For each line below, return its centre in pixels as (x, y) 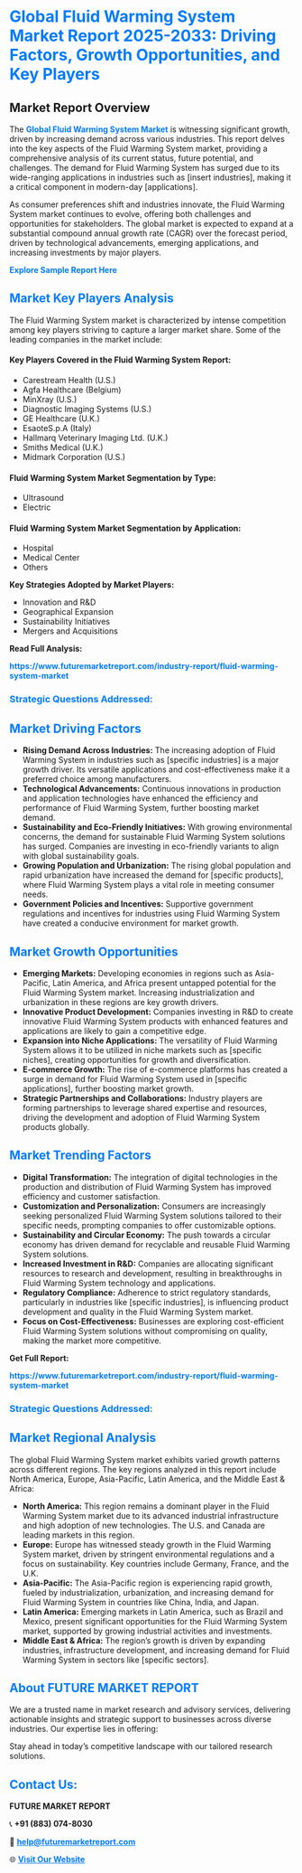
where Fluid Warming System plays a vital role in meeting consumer (148, 885)
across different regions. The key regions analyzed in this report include (143, 1469)
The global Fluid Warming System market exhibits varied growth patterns (145, 1459)
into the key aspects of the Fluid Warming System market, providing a (138, 148)
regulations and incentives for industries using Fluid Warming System (151, 914)
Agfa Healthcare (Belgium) (72, 390)
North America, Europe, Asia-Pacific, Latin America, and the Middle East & (147, 1479)
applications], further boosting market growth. (108, 1088)
